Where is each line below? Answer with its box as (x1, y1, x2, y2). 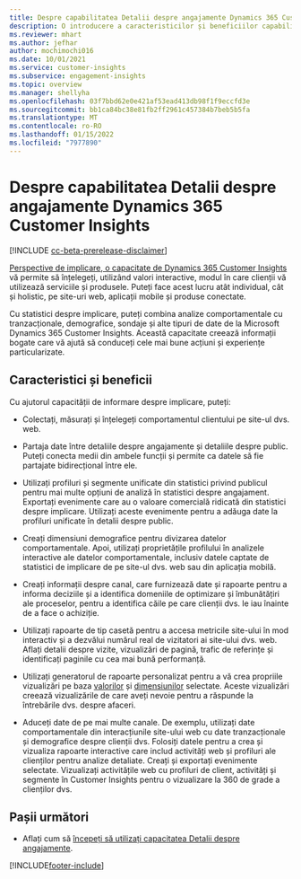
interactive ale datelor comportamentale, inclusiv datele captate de (21, 551, 270, 562)
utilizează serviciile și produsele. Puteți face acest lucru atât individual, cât (9, 281, 284, 292)
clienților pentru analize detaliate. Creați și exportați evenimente (21, 755, 258, 766)
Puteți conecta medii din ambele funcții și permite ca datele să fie (21, 450, 264, 461)
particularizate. (9, 347, 65, 357)
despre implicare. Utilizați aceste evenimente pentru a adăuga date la (21, 505, 279, 516)
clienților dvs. (21, 783, 73, 795)
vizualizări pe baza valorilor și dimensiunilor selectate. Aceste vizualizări (21, 680, 289, 691)
